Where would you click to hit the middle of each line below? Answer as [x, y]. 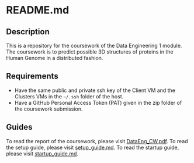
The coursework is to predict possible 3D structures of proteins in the [90, 52]
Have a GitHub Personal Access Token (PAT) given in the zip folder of [98, 102]
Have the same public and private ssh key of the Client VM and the [95, 90]
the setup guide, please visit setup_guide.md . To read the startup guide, [93, 147]
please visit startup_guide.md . [42, 153]
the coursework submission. [49, 109]
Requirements [32, 76]
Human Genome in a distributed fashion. [55, 58]
